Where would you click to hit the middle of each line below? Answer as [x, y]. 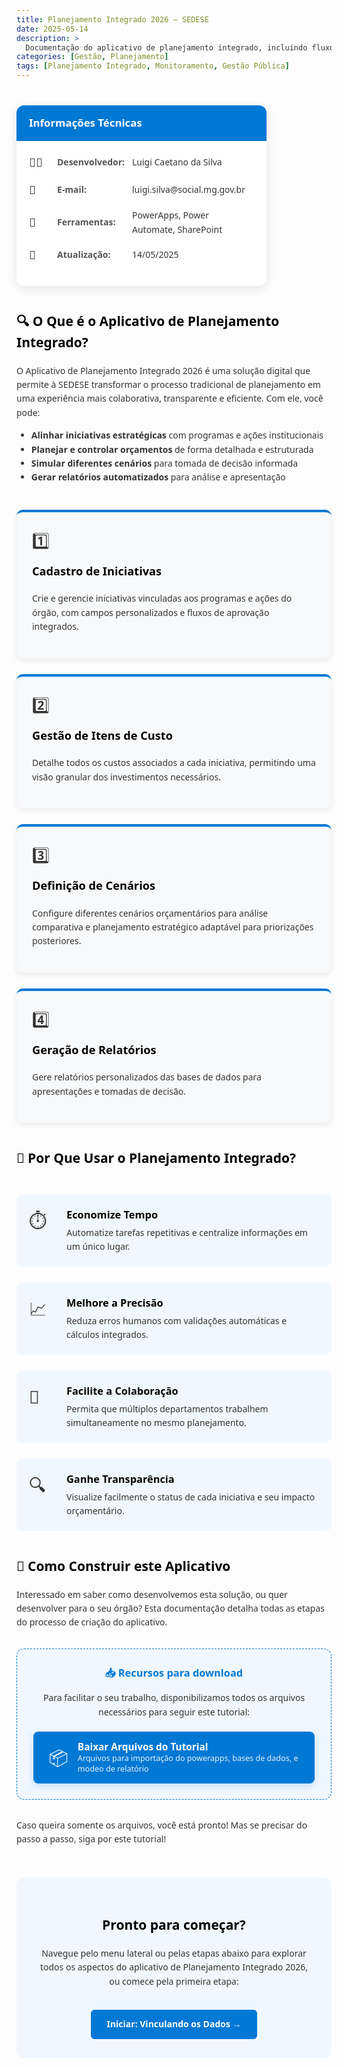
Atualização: [84, 254]
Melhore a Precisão [115, 1302]
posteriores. [57, 941]
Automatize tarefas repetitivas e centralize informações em [187, 1232]
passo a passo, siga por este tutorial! [91, 1839]
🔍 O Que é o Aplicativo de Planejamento [148, 321]
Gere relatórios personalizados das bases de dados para [147, 1077]
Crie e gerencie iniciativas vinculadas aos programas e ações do [162, 598]
